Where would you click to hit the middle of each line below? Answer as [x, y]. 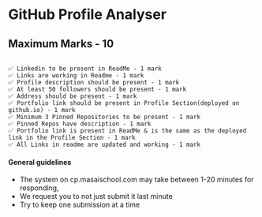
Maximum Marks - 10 [61, 44]
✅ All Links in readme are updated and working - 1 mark [105, 144]
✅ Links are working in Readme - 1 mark [76, 76]
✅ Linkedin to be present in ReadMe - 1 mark [85, 69]
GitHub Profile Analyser [88, 15]
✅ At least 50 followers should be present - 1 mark [97, 89]
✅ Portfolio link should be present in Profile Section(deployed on [124, 103]
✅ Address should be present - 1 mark [73, 96]
